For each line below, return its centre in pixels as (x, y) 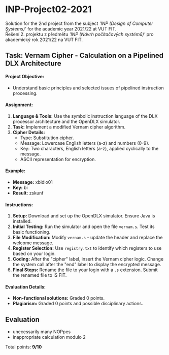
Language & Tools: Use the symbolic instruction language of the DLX (85, 116)
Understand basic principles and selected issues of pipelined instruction (88, 88)
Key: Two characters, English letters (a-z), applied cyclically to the (89, 148)
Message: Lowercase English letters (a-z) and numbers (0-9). (85, 143)
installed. (22, 221)
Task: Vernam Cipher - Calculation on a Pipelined (84, 56)
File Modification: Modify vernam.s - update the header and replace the (88, 238)
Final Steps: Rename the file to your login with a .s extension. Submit (85, 270)
